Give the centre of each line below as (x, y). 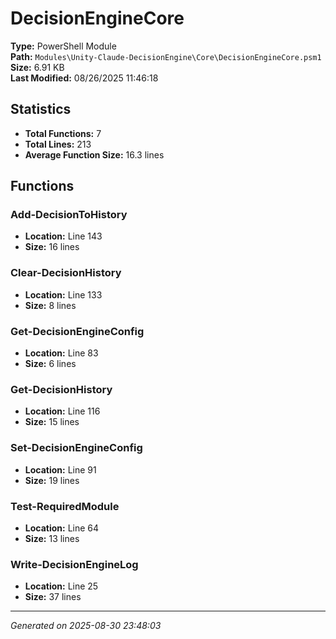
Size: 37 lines (53, 597)
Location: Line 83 (61, 353)
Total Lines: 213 (58, 144)
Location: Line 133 (63, 294)
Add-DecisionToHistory (69, 215)
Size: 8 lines (50, 305)
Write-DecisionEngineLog (74, 564)
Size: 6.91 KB (37, 67)
